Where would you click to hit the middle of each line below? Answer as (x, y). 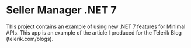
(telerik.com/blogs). (30, 39)
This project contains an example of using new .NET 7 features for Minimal (96, 26)
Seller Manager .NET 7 (61, 10)
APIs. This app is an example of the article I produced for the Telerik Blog (94, 32)
